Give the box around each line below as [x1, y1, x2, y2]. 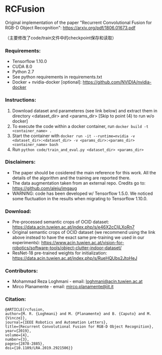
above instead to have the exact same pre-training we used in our [12, 234, 145, 240]
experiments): [12, 240, 40, 246]
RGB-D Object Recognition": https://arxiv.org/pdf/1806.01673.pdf [5, 24, 136, 30]
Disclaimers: [5, 159, 36, 166]
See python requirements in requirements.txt [12, 74, 102, 80]
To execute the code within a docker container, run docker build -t [12, 123, 149, 129]
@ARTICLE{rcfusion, [5, 307, 45, 312]
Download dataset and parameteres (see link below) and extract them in [12, 107, 158, 113]
